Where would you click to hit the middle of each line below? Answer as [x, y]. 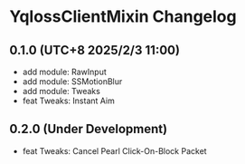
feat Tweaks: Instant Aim [68, 101]
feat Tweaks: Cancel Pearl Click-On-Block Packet [114, 150]
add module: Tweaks [61, 91]
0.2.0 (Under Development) [89, 129]
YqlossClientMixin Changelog [123, 17]
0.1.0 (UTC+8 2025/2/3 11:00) [95, 50]
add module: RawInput [64, 72]
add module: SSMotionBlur [72, 82]
